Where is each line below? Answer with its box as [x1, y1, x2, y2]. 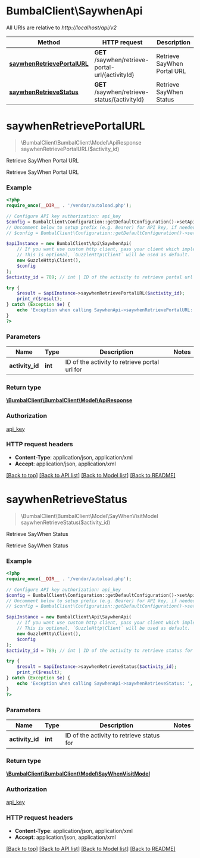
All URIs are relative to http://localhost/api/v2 [6, 24, 117, 31]
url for [65, 365, 82, 373]
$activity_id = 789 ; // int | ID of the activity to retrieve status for [6, 647, 193, 654]
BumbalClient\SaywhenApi [6, 4, 143, 18]
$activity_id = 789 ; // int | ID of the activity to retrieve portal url [6, 274, 193, 280]
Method [37, 38, 61, 46]
